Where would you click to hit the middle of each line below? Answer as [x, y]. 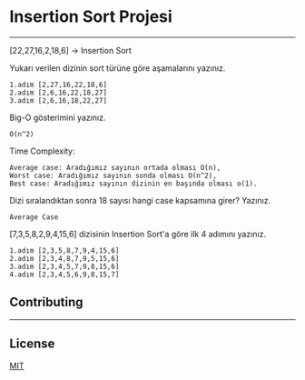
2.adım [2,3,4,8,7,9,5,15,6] [64, 258]
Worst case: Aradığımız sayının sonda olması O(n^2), [113, 175]
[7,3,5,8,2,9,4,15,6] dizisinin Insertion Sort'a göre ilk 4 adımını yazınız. [138, 234]
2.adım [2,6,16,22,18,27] [58, 93]
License [32, 344]
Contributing [46, 302]
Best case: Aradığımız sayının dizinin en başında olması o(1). [133, 184]
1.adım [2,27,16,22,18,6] [58, 85]
